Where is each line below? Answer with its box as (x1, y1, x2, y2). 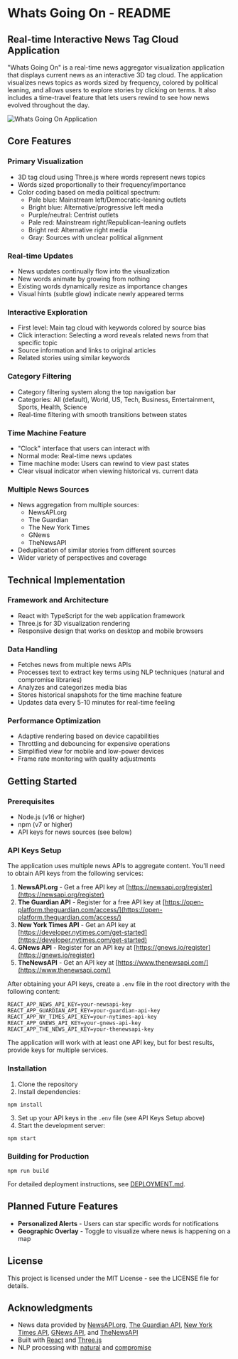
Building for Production (7, 1151, 90, 1161)
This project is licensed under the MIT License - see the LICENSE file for (7, 1274, 219, 1282)
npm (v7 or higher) (17, 821, 73, 829)
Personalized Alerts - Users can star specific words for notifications (17, 1219, 219, 1228)
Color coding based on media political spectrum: (17, 188, 161, 196)
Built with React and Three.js (17, 1336, 102, 1344)
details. (7, 1281, 29, 1290)
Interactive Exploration (7, 307, 88, 317)
